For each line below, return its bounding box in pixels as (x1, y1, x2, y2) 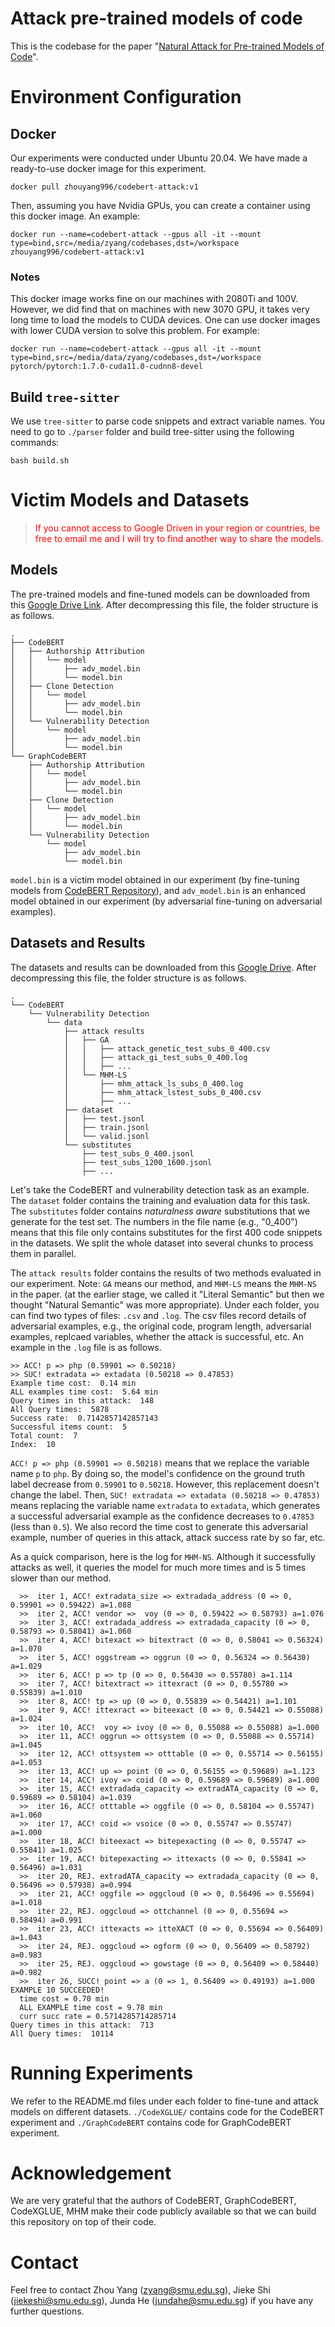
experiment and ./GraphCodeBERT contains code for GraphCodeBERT (10, 2116, 292, 2128)
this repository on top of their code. (10, 2216, 157, 2228)
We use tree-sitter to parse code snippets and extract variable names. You (10, 415, 325, 427)
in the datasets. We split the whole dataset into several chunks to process (10, 1237, 314, 1249)
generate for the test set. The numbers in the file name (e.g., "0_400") (10, 1215, 298, 1227)
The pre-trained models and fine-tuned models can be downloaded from (10, 588, 311, 600)
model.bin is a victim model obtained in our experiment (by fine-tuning (10, 873, 300, 886)
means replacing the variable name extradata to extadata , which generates (10, 1499, 321, 1511)
